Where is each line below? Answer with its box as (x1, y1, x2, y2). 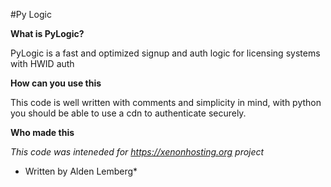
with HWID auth (10, 58, 75, 69)
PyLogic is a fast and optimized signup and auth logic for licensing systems (10, 47, 321, 59)
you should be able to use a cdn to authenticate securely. (10, 107, 247, 119)
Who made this (10, 127, 75, 138)
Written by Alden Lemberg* (24, 165, 138, 177)
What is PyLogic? (10, 28, 85, 39)
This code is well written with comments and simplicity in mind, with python (10, 97, 322, 108)
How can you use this (10, 77, 102, 89)
